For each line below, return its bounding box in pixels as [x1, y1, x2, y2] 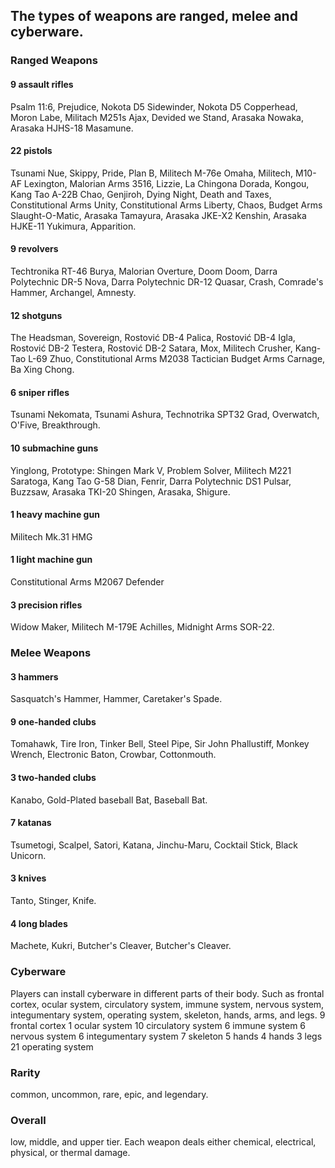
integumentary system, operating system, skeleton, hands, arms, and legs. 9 [10, 1009, 326, 1021]
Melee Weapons [10, 646, 92, 660]
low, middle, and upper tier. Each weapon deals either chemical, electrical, [10, 1136, 317, 1148]
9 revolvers [10, 243, 59, 255]
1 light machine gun [10, 554, 93, 566]
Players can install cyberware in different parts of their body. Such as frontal [10, 987, 325, 999]
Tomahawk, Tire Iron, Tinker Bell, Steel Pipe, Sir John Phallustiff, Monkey [10, 738, 310, 750]
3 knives [10, 872, 47, 884]
